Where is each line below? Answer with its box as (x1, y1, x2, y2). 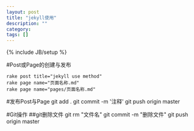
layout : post (6, 9, 40, 15)
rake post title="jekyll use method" (6, 73, 102, 80)
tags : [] (6, 32, 29, 38)
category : (6, 26, 32, 32)
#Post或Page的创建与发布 (6, 61, 71, 69)
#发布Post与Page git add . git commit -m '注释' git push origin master (6, 98, 181, 105)
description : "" (6, 20, 48, 26)
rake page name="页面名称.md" (6, 80, 79, 86)
